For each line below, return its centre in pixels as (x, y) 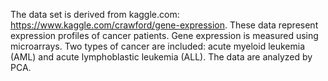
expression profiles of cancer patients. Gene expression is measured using (164, 35)
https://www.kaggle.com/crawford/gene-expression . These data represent (164, 25)
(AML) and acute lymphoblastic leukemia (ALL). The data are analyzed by (161, 57)
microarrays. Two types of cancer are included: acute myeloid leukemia (158, 46)
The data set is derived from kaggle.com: (95, 14)
